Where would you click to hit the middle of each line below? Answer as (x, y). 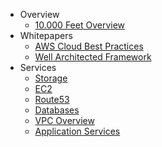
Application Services (77, 131)
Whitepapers (46, 35)
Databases (57, 110)
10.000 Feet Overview (80, 25)
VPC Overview (64, 120)
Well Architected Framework (93, 57)
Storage (51, 78)
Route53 (52, 99)
